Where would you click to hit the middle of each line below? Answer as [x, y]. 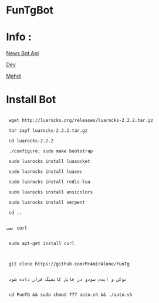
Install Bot [31, 100]
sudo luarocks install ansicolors [51, 192]
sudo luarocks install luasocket [50, 162]
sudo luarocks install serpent [47, 203]
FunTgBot [30, 10]
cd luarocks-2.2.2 [31, 141]
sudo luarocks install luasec [45, 172]
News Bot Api [23, 53]
